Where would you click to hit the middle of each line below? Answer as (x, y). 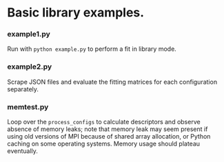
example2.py (30, 67)
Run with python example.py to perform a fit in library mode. (92, 49)
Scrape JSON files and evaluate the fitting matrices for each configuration (112, 82)
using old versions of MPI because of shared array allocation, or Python (109, 137)
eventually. (22, 151)
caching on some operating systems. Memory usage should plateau (104, 144)
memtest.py (28, 106)
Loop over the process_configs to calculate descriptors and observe (104, 122)
